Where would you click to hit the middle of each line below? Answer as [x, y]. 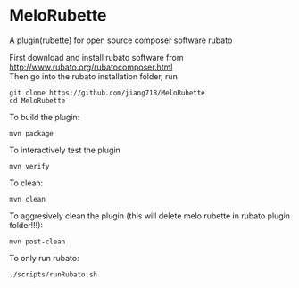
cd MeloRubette [37, 100]
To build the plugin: [45, 117]
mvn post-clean [37, 242]
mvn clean [28, 199]
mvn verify [29, 166]
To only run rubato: [44, 258]
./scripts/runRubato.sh [54, 274]
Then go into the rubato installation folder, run [94, 76]
